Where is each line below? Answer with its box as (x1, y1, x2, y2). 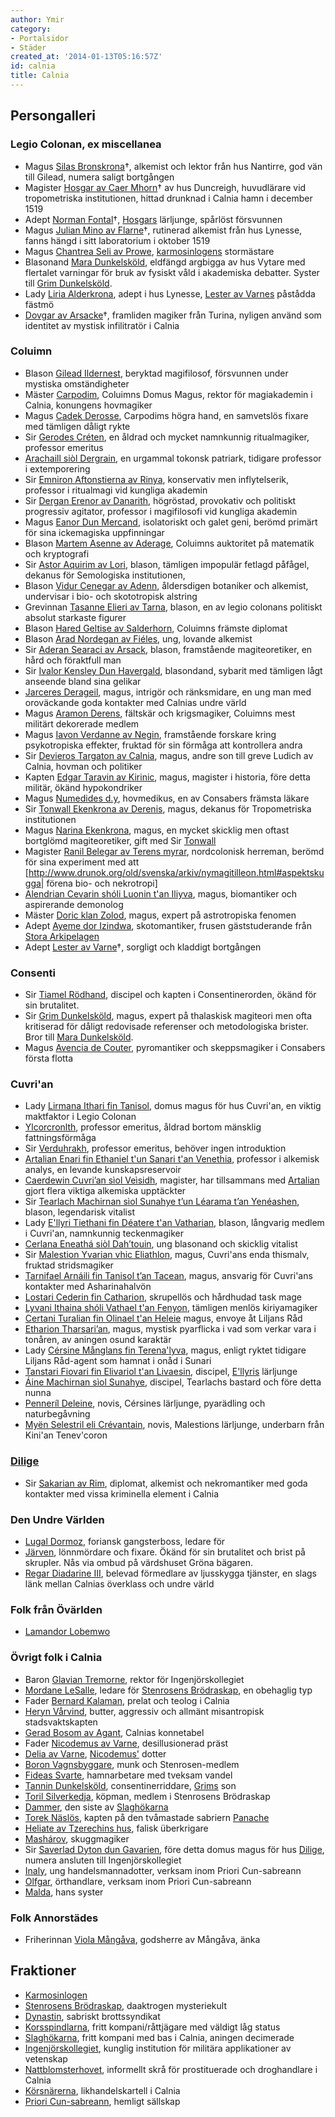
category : (10, 24, 52, 34)
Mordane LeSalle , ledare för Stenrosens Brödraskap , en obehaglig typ (24, 1684, 313, 1696)
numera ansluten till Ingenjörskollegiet (24, 1854, 182, 1866)
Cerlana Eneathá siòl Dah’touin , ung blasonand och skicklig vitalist (24, 1238, 298, 1250)
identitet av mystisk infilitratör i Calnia (24, 319, 180, 331)
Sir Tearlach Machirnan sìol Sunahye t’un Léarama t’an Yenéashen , (24, 1196, 300, 1208)
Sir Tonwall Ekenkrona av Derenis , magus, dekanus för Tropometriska (24, 802, 312, 815)
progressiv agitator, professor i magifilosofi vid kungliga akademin (24, 505, 298, 517)
